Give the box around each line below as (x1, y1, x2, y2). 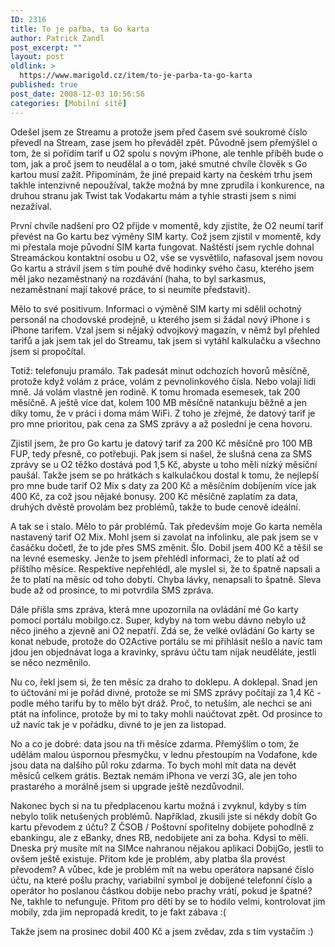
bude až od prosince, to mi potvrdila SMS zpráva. (10, 584, 214, 596)
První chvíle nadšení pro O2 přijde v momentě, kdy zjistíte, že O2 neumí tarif (10, 219, 324, 231)
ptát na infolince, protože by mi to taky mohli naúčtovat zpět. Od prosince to (10, 707, 323, 720)
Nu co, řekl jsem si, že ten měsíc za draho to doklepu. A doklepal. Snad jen (10, 676, 318, 688)
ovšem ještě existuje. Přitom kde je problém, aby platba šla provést (10, 852, 286, 865)
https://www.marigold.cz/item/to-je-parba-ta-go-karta (19, 71, 253, 81)
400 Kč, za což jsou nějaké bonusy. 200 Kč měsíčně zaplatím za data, (10, 490, 299, 502)
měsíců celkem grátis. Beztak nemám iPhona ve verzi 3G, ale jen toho (10, 769, 298, 781)
